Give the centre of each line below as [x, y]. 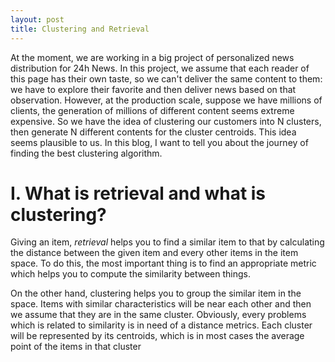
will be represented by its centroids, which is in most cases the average [157, 336]
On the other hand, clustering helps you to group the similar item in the [156, 293]
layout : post [37, 19]
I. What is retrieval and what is [138, 193]
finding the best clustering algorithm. [86, 153]
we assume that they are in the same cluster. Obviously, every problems [158, 315]
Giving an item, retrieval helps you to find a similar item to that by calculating [167, 242]
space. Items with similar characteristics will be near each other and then [161, 304]
